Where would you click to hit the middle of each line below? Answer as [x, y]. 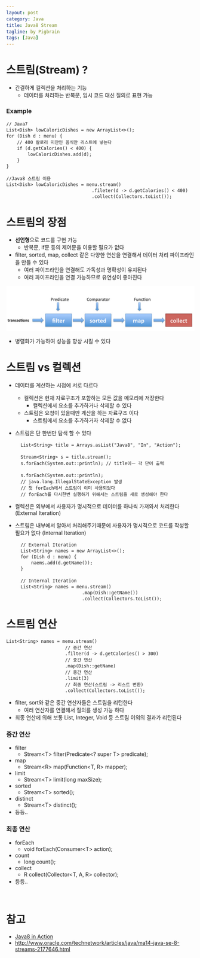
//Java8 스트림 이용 [29, 179]
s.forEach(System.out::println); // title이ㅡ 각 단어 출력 [92, 463]
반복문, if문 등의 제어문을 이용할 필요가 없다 [74, 248]
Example [19, 111]
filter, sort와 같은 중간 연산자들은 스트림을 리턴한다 [74, 703]
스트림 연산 [32, 624]
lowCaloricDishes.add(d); [60, 155]
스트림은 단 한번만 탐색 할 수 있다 [53, 433]
